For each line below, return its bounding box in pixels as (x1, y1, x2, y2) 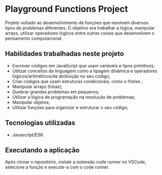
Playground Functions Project (5, 3, 128, 15)
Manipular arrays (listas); (12, 84, 63, 89)
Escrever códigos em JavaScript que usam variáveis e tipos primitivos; (12, 62, 155, 68)
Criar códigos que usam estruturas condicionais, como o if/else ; (12, 78, 143, 84)
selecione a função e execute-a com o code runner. (5, 164, 110, 170)
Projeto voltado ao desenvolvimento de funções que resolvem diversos (5, 20, 149, 26)
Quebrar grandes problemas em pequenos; (12, 88, 99, 94)
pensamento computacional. (5, 35, 63, 41)
